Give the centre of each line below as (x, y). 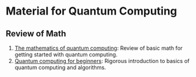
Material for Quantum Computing (92, 11)
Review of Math (36, 34)
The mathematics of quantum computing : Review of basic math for (99, 48)
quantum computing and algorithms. (60, 67)
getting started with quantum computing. (66, 55)
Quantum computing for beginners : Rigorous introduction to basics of (102, 61)
